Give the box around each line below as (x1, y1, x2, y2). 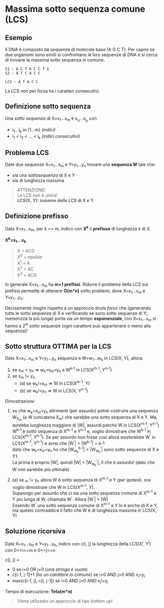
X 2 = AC (17, 265, 34, 272)
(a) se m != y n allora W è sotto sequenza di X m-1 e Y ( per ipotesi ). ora (12, 476, 151, 484)
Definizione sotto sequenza (5, 102, 91, 111)
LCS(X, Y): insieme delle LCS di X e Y (17, 198, 94, 204)
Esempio (5, 33, 32, 42)
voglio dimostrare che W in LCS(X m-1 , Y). (12, 483, 95, 490)
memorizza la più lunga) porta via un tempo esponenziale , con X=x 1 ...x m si (5, 315, 156, 323)
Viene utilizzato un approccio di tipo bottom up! (17, 598, 113, 604)
